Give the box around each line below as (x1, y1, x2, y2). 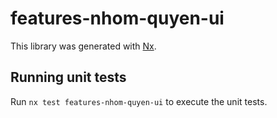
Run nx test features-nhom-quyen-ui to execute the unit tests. (10, 95, 268, 107)
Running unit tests (10, 69, 127, 86)
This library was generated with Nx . (10, 40, 157, 52)
